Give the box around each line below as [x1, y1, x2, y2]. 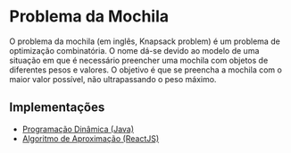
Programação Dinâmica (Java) [21, 123, 135, 134]
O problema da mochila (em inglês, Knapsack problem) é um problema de [9, 36, 281, 47]
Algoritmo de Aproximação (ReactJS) [21, 132, 160, 144]
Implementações [9, 100, 105, 115]
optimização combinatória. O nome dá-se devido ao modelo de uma [9, 45, 260, 55]
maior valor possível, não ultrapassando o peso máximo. [9, 73, 217, 84]
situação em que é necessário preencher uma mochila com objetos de [9, 55, 269, 65]
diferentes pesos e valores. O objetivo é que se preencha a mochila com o [9, 64, 283, 75]
